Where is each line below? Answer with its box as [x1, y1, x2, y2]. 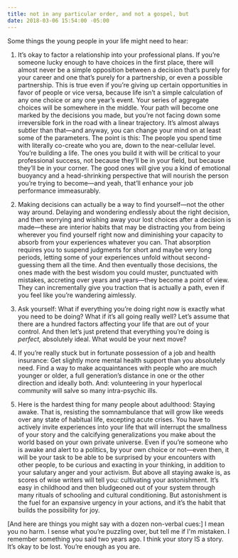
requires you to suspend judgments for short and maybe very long [17, 245, 212, 254]
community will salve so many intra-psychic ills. [17, 386, 158, 395]
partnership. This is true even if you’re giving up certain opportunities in [17, 80, 228, 89]
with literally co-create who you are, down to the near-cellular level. [17, 141, 216, 149]
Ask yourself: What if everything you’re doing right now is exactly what [17, 304, 225, 313]
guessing [17, 260, 45, 269]
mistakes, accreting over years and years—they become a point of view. [17, 275, 229, 284]
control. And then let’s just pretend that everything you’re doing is [17, 327, 210, 336]
